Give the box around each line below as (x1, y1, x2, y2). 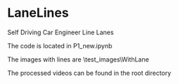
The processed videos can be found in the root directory (7, 69, 172, 77)
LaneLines (7, 5, 69, 21)
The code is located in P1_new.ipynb (7, 41, 113, 50)
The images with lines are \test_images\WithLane (7, 55, 149, 64)
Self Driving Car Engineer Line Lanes (7, 28, 114, 36)
